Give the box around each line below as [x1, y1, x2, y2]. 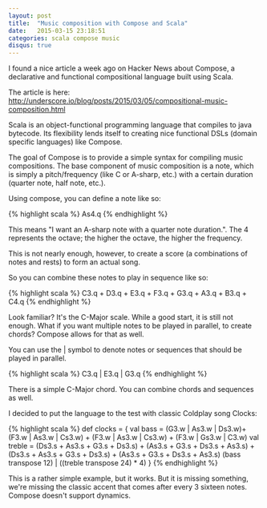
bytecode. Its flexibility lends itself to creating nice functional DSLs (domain [8, 129, 258, 139]
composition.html [8, 105, 66, 115]
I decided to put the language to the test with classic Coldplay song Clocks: [8, 409, 258, 418]
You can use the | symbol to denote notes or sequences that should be [8, 345, 242, 355]
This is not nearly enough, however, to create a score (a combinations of [8, 249, 249, 259]
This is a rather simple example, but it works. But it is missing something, [8, 474, 249, 483]
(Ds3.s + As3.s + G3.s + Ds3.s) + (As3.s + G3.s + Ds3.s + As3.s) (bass [8, 450, 241, 459]
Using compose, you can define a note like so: [8, 194, 162, 204]
